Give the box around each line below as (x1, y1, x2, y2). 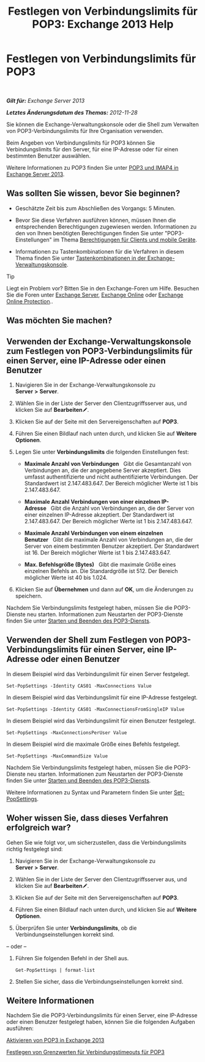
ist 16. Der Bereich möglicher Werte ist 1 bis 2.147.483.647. (24, 548, 171, 556)
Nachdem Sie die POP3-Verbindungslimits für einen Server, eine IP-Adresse (6, 1012, 198, 1019)
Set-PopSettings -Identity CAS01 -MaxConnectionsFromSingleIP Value (6, 706, 185, 712)
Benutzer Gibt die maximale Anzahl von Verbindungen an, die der (24, 536, 193, 543)
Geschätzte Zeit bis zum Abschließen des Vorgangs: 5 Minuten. (15, 204, 176, 212)
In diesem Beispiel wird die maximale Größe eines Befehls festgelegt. (6, 740, 181, 748)
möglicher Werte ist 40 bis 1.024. (24, 574, 108, 581)
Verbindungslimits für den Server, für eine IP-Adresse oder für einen (6, 145, 179, 153)
